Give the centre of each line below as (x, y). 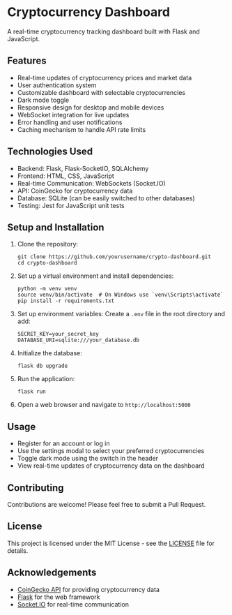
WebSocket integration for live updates (73, 114)
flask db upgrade (42, 366)
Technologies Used (50, 152)
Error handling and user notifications (70, 122)
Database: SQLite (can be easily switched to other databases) (106, 198)
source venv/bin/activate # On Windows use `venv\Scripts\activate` (121, 295)
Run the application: (46, 379)
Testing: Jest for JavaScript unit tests (71, 205)
